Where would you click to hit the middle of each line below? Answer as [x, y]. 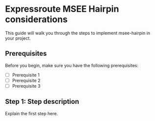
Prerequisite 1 [26, 75]
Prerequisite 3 [26, 86]
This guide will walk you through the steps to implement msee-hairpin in [78, 33]
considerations [36, 19]
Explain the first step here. [32, 113]
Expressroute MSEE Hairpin [62, 9]
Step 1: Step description [42, 102]
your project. [18, 38]
